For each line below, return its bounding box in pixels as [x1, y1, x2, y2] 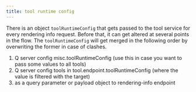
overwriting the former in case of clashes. [6, 43, 107, 50]
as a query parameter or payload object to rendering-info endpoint [14, 79, 176, 86]
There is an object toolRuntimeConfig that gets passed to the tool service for [6, 24, 190, 31]
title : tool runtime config [6, 8, 75, 15]
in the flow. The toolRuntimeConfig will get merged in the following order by [6, 37, 188, 44]
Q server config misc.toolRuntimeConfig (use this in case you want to [14, 54, 183, 61]
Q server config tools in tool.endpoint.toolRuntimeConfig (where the [14, 66, 178, 73]
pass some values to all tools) [14, 61, 87, 68]
